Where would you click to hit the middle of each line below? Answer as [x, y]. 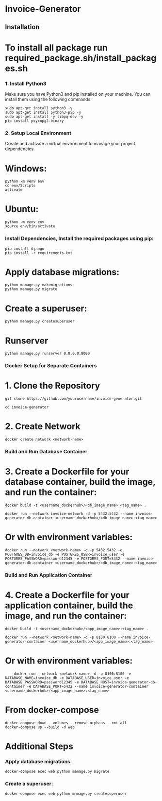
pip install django [25, 249]
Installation [22, 27]
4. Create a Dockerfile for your [67, 595]
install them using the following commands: [49, 99]
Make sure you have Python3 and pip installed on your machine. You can [78, 94]
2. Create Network [43, 426]
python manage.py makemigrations [39, 285]
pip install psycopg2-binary [34, 121]
